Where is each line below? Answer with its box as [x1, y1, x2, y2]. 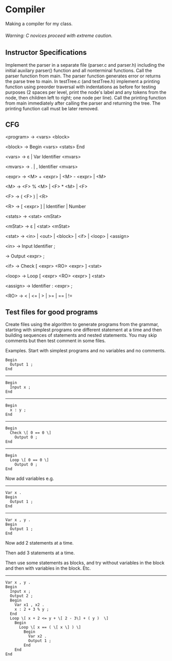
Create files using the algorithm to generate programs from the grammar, [5, 322, 159, 328]
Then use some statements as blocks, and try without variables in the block [5, 560, 165, 566]
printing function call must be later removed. [5, 105, 99, 111]
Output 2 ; [10, 593, 33, 598]
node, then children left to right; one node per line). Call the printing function [5, 94, 166, 101]
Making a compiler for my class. [5, 21, 73, 27]
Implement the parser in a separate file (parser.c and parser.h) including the [5, 62, 165, 68]
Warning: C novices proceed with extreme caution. [5, 32, 113, 38]
